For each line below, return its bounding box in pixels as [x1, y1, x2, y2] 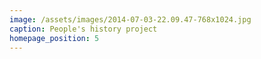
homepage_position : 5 [9, 33, 100, 43]
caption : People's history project [9, 24, 158, 34]
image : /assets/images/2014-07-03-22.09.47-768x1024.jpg [9, 14, 252, 25]
